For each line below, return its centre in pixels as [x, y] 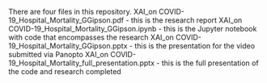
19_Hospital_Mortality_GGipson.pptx [68, 46]
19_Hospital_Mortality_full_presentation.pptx [82, 63]
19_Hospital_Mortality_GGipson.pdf [66, 20]
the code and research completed [65, 71]
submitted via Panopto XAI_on [59, 54]
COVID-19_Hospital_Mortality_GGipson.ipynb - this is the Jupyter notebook [133, 29]
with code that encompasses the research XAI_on [91, 37]
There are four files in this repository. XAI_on [83, 12]
